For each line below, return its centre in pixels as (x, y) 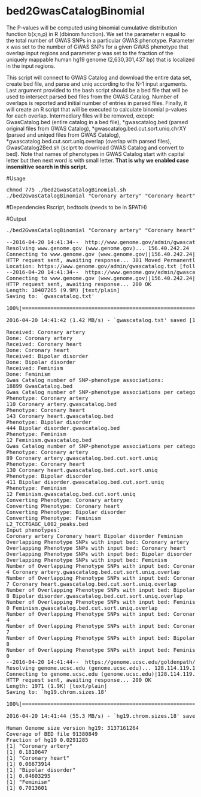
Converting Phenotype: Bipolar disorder (66, 512)
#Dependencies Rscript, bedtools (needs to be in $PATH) (77, 207)
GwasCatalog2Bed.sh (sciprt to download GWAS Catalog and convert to (95, 148)
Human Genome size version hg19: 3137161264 (73, 728)
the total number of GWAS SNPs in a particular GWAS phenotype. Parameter (100, 40)
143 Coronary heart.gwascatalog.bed (60, 416)
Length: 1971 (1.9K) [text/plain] (57, 686)
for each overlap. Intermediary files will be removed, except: (80, 116)
